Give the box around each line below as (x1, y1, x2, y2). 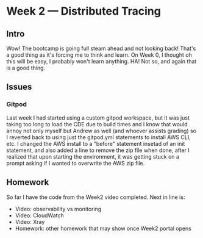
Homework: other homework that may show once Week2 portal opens (15, 225, 192, 232)
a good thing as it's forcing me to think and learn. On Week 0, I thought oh (6, 51, 192, 59)
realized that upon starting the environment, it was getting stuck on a (6, 153, 180, 160)
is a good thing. (6, 64, 46, 71)
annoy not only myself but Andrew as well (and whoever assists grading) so (6, 127, 197, 134)
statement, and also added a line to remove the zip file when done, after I (6, 146, 190, 154)
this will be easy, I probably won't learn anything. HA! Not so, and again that (6, 58, 197, 65)
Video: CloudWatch (15, 212, 64, 219)
